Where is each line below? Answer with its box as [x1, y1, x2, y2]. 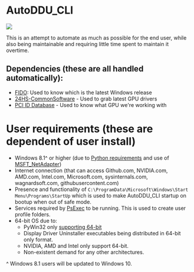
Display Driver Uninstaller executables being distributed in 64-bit [23, 229, 181, 237]
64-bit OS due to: [14, 217, 57, 224]
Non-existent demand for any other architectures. [23, 248, 144, 255]
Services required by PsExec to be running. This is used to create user [14, 205, 186, 212]
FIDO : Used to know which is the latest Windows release [14, 89, 152, 96]
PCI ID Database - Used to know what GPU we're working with [14, 101, 167, 108]
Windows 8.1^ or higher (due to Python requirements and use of [14, 154, 169, 161]
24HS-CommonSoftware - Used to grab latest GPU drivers [14, 95, 157, 102]
